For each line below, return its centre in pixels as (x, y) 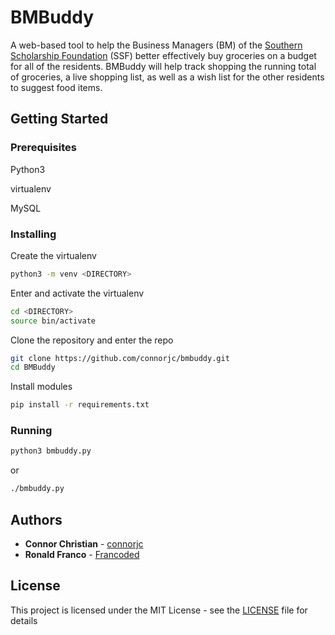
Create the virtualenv (53, 255)
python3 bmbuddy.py (51, 451)
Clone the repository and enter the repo (92, 340)
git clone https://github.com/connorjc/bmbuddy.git (120, 358)
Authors (36, 519)
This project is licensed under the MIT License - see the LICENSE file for (159, 610)
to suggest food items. (56, 87)
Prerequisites (43, 148)
